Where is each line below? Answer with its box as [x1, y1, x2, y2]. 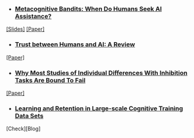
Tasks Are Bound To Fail [14, 76, 86, 84]
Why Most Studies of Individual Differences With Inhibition [14, 69, 188, 77]
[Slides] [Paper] [6, 25, 45, 33]
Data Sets [14, 111, 44, 120]
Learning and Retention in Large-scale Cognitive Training [14, 104, 183, 113]
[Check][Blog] [6, 125, 41, 132]
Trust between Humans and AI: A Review [14, 40, 135, 49]
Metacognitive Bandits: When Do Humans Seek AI [14, 5, 162, 13]
